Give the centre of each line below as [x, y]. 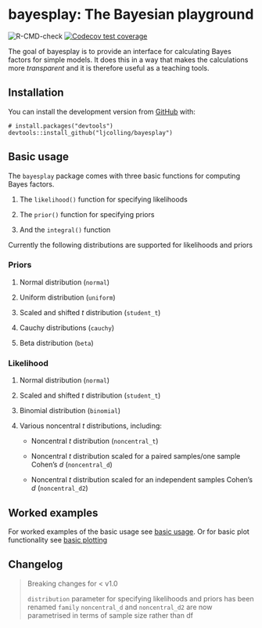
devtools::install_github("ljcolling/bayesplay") [91, 132]
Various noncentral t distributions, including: [91, 426]
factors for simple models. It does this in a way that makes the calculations [128, 60]
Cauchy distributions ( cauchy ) [67, 328]
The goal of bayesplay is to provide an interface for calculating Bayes [120, 51]
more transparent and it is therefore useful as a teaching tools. [109, 67]
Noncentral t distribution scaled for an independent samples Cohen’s [142, 480]
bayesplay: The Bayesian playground [131, 15]
